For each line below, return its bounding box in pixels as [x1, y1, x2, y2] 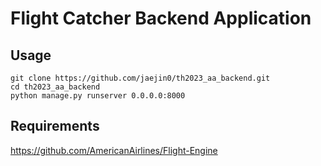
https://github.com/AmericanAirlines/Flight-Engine [10, 144, 218, 156]
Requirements [10, 118, 100, 135]
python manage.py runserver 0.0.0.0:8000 [10, 91, 186, 101]
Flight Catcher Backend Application [10, 7, 312, 30]
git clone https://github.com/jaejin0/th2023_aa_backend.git [10, 73, 271, 83]
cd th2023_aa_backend [10, 82, 101, 92]
